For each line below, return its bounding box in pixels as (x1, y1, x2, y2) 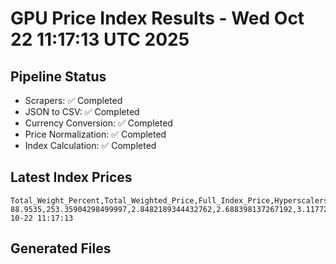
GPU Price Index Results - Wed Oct (10, 7, 305, 30)
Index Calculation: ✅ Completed (24, 140, 157, 151)
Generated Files (10, 240, 112, 257)
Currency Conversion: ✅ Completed (24, 117, 173, 129)
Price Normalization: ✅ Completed (24, 128, 167, 140)
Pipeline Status (10, 68, 107, 85)
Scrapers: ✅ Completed (24, 95, 123, 106)
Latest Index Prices (10, 169, 133, 186)
